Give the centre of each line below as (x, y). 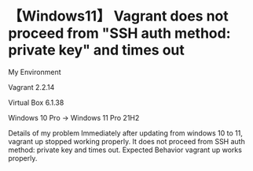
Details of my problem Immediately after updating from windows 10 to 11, (126, 133)
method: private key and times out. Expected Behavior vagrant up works (125, 150)
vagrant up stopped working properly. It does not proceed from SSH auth (126, 141)
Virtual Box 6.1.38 (36, 102)
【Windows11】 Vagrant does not (119, 16)
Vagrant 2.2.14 (31, 87)
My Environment (35, 72)
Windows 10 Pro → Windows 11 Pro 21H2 (74, 117)
